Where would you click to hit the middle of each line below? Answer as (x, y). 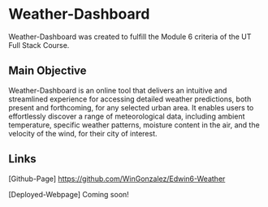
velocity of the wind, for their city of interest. (83, 133)
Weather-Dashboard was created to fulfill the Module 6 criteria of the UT (130, 37)
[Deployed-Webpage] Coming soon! (69, 194)
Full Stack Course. (39, 45)
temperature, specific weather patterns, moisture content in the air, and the (134, 125)
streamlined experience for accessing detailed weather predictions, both (130, 99)
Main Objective (48, 71)
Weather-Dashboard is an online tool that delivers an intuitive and (118, 90)
